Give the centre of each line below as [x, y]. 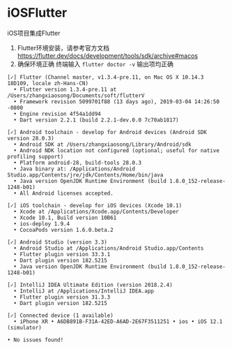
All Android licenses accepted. [67, 193]
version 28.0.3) [31, 138]
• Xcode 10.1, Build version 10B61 [65, 218]
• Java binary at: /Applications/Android [75, 169]
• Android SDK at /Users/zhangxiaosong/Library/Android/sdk [102, 144]
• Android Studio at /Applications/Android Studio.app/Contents [109, 248]
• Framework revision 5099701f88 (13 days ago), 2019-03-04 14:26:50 [116, 102]
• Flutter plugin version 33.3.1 [62, 254]
